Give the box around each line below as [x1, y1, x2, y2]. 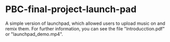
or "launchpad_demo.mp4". [5, 31, 63, 37]
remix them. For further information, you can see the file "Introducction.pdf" [5, 25, 165, 31]
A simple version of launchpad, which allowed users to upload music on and [5, 20, 165, 26]
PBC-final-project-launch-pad [5, 4, 137, 15]
